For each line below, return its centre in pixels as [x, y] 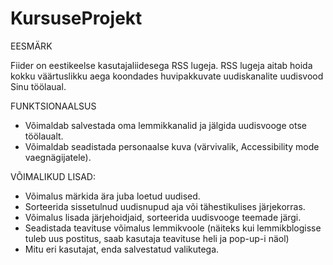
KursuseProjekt [76, 18]
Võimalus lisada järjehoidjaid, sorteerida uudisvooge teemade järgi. [163, 217]
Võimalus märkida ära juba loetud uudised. [112, 196]
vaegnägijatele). [58, 157]
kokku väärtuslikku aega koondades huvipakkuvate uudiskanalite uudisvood [167, 76]
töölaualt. [44, 136]
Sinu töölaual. [38, 86]
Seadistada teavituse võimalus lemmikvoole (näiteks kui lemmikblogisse [173, 228]
